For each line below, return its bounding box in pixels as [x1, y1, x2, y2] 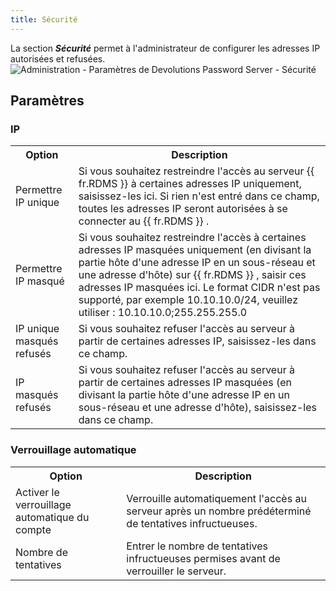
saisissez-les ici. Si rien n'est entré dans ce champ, [78, 189, 320, 203]
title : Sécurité [10, 14, 78, 25]
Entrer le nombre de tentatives [126, 539, 268, 553]
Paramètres [10, 92, 85, 110]
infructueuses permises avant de [126, 551, 281, 565]
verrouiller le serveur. [126, 564, 227, 578]
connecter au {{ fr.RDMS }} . [78, 214, 210, 228]
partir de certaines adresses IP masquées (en [78, 376, 293, 390]
